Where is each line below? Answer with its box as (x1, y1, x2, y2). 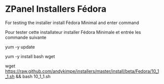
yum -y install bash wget (5, 53, 55, 59)
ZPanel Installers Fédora (5, 3, 107, 15)
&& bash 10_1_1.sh (15, 73, 51, 79)
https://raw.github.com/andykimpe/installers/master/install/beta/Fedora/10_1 (5, 68, 159, 74)
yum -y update (5, 44, 35, 50)
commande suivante (5, 34, 47, 40)
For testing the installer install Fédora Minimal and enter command (5, 20, 139, 26)
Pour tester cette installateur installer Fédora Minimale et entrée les (5, 29, 141, 35)
